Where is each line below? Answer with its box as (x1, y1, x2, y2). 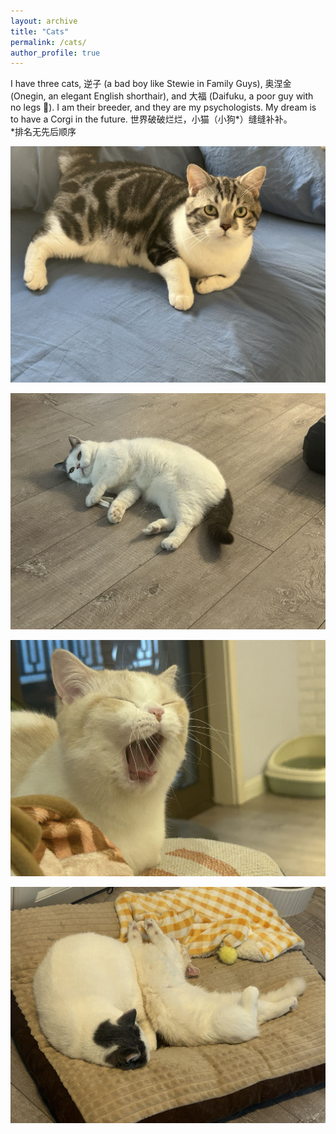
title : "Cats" (10, 26, 70, 37)
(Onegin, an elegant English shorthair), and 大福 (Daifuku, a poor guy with (10, 90, 314, 102)
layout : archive (10, 16, 78, 26)
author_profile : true (10, 48, 101, 58)
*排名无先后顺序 (10, 126, 77, 138)
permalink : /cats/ (10, 37, 87, 47)
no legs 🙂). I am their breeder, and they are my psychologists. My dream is (10, 101, 317, 114)
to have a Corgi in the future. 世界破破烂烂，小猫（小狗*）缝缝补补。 (10, 113, 293, 125)
